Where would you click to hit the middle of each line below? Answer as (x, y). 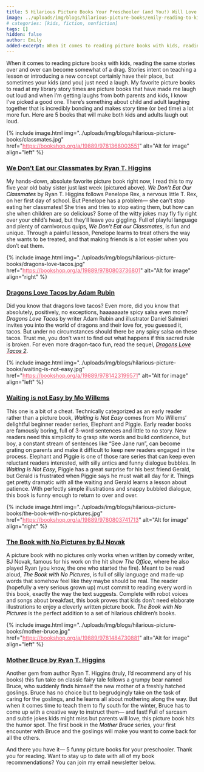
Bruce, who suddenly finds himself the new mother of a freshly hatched (96, 686)
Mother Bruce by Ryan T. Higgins (56, 660)
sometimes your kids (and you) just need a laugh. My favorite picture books (101, 82)
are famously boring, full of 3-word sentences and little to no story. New (97, 430)
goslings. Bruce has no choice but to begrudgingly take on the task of (93, 692)
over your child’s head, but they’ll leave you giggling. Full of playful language (102, 220)
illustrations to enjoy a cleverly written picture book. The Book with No (94, 607)
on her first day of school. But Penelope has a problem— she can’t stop (96, 200)
